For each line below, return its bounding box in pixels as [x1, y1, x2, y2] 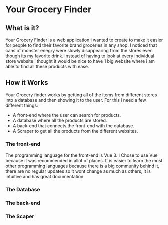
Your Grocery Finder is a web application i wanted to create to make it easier [5, 37, 163, 43]
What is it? [5, 24, 39, 32]
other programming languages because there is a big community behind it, [5, 163, 159, 169]
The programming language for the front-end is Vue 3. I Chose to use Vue [5, 152, 158, 158]
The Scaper [5, 213, 34, 220]
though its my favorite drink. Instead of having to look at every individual [5, 53, 154, 59]
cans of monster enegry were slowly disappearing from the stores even [5, 48, 153, 53]
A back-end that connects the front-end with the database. [12, 122, 134, 129]
